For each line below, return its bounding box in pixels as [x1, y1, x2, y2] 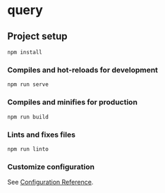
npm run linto [7, 145, 49, 153]
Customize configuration [7, 161, 95, 171]
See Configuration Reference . [7, 178, 94, 187]
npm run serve [7, 81, 49, 88]
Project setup [7, 30, 68, 42]
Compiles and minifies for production [7, 97, 137, 107]
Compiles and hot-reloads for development [7, 65, 159, 75]
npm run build [7, 113, 49, 120]
